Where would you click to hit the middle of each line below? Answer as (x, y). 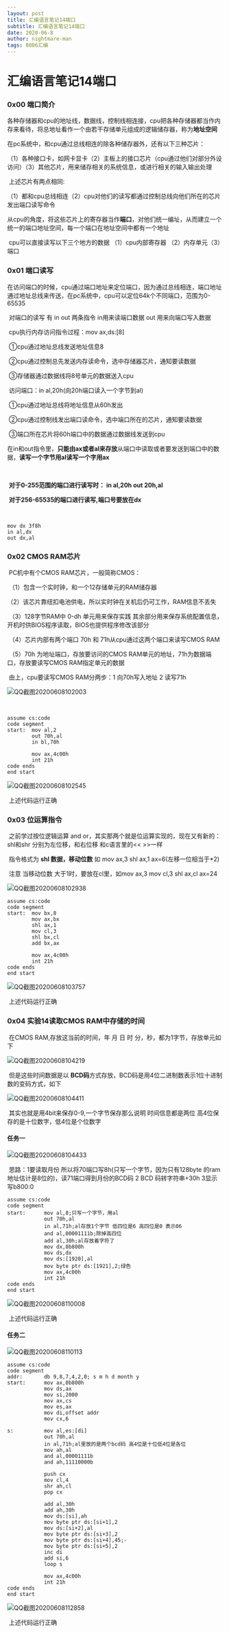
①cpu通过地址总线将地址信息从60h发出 (66, 405)
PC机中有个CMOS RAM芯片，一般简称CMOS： (75, 573)
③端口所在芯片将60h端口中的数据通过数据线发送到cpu (87, 434)
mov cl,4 (56, 1480)
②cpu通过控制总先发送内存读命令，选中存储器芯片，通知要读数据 (103, 361)
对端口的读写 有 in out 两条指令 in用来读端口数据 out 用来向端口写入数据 (110, 317)
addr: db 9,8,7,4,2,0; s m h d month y (73, 1377)
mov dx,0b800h (64, 1247)
